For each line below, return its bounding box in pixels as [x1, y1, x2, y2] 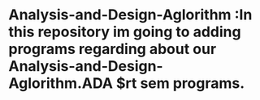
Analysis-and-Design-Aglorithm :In [8, 6, 253, 24]
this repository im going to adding [8, 23, 241, 41]
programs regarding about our [8, 40, 217, 58]
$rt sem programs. [115, 74, 245, 93]
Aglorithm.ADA [8, 74, 114, 93]
